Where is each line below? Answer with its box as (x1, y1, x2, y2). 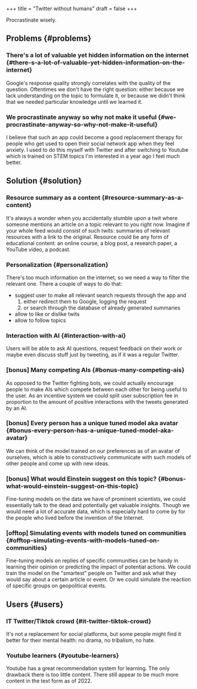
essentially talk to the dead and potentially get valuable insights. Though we (6, 502, 190, 509)
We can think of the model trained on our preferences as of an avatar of (6, 447, 181, 454)
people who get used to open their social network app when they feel (6, 140, 175, 147)
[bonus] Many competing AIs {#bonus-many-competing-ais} (6, 366, 185, 374)
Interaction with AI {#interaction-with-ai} (6, 331, 126, 339)
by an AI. (6, 404, 28, 412)
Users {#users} (6, 599, 64, 609)
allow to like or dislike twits (14, 310, 80, 318)
